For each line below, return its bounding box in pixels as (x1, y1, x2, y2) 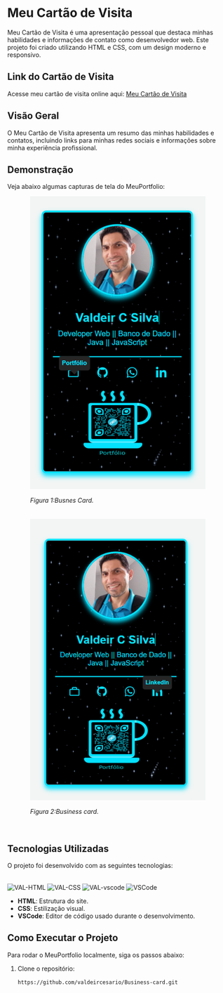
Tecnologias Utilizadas (7, 843, 109, 855)
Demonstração (7, 164, 74, 176)
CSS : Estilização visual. (17, 904, 86, 912)
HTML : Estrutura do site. (17, 897, 89, 905)
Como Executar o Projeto (7, 932, 119, 944)
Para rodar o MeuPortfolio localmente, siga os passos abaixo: (7, 950, 184, 959)
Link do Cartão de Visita (7, 71, 114, 83)
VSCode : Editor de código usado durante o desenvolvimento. (17, 912, 196, 920)
